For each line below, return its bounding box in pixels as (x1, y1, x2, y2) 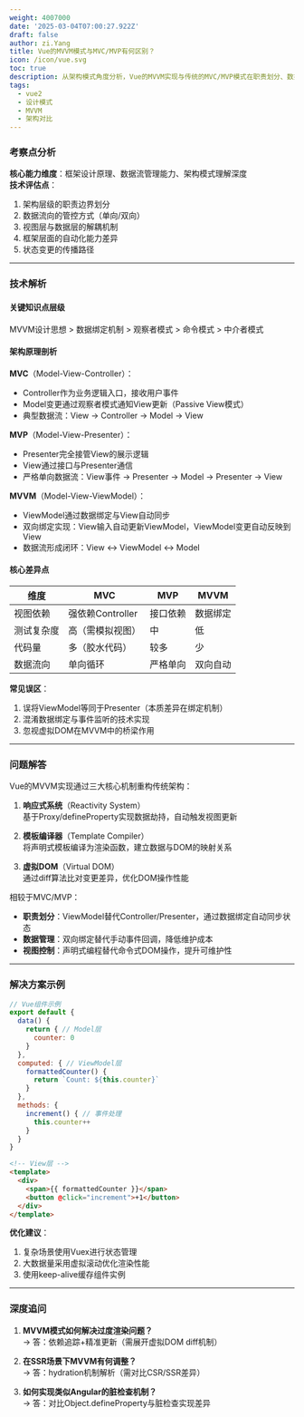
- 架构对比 (17, 114, 53, 123)
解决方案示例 (9, 978, 66, 991)
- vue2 (17, 89, 43, 98)
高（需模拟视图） (68, 624, 142, 636)
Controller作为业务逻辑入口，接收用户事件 (22, 387, 179, 398)
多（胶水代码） (68, 641, 133, 654)
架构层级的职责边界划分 (22, 199, 110, 209)
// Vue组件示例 (9, 999, 62, 1009)
